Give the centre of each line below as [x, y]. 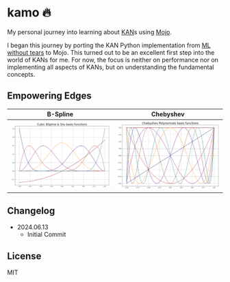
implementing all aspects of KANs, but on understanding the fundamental [111, 67]
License [24, 256]
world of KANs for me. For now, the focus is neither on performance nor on [113, 60]
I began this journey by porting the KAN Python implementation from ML [109, 45]
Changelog [31, 210]
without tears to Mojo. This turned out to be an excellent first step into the [111, 52]
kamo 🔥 [29, 13]
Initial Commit [47, 235]
